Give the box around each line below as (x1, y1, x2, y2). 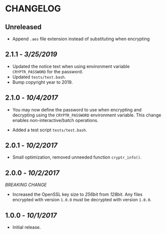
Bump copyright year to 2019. (12, 79, 73, 85)
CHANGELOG (5, 3, 61, 14)
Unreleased (5, 23, 42, 31)
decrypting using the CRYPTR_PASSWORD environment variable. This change (12, 112, 162, 118)
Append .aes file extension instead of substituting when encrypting (12, 36, 150, 42)
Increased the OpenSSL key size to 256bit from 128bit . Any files (12, 191, 143, 197)
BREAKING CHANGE (5, 182, 47, 188)
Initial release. (12, 224, 41, 231)
